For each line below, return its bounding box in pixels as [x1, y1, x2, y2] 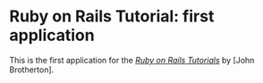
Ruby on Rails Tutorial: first [9, 6, 215, 27]
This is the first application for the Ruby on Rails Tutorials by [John [9, 54, 255, 65]
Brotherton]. [9, 64, 55, 75]
